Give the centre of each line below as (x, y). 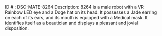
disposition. (17, 28)
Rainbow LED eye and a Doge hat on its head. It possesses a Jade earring (81, 12)
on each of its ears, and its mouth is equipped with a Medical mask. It (77, 18)
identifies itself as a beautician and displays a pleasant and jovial (72, 23)
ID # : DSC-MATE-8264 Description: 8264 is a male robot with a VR (74, 7)
